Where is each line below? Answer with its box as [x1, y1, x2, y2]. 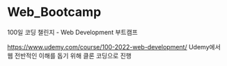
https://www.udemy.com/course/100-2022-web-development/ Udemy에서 [7, 42, 221, 51]
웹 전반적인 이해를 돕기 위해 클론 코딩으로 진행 [7, 51, 132, 60]
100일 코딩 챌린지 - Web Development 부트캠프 [7, 28, 138, 36]
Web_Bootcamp [7, 4, 102, 20]
